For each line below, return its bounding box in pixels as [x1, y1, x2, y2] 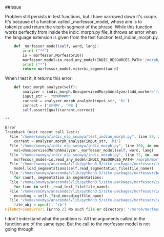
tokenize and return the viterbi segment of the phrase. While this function [5, 24, 153, 30]
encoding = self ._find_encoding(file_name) [14, 193, 104, 198]
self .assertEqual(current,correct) [22, 108, 95, 112]
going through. [5, 226, 35, 232]
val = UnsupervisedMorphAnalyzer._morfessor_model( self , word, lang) [14, 148, 154, 153]
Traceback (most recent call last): [5, 129, 80, 135]
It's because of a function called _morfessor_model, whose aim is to [5, 19, 143, 24]
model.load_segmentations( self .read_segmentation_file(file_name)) [14, 166, 154, 171]
